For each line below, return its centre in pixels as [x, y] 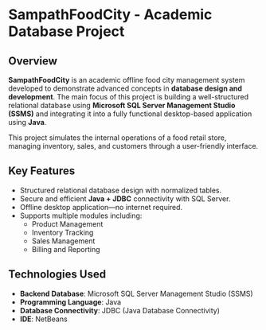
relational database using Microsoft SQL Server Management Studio [122, 105]
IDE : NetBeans [43, 319]
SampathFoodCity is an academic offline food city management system [127, 80]
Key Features [42, 171]
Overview [33, 61]
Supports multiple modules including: [81, 215]
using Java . [27, 122]
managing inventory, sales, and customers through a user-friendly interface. [133, 146]
